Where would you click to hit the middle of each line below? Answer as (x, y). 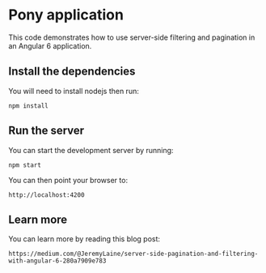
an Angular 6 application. (50, 45)
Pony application (66, 15)
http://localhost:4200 (46, 195)
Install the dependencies (72, 72)
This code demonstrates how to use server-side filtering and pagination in (132, 37)
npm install (28, 106)
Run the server (46, 131)
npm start (25, 165)
